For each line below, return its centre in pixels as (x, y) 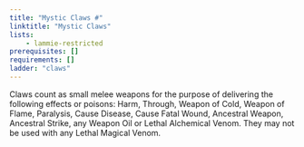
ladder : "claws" (40, 69)
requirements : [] (42, 60)
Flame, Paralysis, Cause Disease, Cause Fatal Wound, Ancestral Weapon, (147, 113)
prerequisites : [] (44, 52)
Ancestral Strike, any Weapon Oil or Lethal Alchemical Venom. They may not (152, 122)
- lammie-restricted (64, 43)
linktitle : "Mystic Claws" (60, 26)
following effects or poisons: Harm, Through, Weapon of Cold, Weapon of (147, 103)
